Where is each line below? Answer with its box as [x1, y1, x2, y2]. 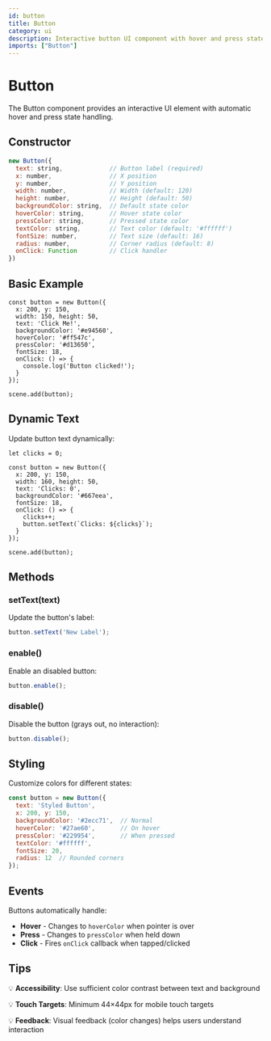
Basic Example [8, 276, 84, 291]
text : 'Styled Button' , [15, 802, 95, 810]
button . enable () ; [8, 681, 67, 689]
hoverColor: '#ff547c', [15, 333, 95, 342]
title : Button [8, 19, 56, 27]
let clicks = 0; [8, 449, 63, 457]
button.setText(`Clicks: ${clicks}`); [23, 520, 153, 528]
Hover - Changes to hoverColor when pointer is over [19, 921, 195, 931]
